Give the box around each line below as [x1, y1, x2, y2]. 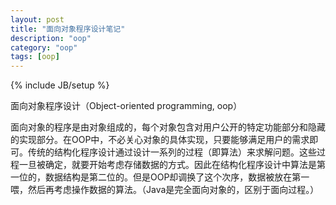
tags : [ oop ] [10, 52, 60, 62]
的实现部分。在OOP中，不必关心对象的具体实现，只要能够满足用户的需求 [10, 134, 310, 146]
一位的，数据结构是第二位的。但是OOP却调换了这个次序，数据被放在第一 [10, 171, 310, 183]
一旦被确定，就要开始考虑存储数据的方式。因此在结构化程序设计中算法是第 [18, 159, 326, 171]
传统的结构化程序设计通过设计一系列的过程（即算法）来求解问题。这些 [27, 146, 317, 158]
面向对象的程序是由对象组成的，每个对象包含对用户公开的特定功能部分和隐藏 [10, 121, 326, 133]
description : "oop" [10, 33, 92, 43]
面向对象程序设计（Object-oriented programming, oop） [10, 100, 243, 112]
